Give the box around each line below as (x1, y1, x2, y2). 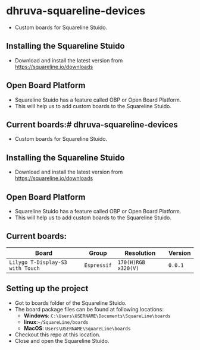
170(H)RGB (117, 258, 146, 266)
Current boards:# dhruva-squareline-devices (6, 119, 178, 130)
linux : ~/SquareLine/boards (23, 318, 89, 325)
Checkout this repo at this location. (14, 331, 101, 338)
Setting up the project (6, 283, 89, 294)
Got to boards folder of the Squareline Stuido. (14, 299, 127, 307)
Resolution (124, 248, 156, 257)
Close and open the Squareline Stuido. (14, 337, 110, 344)
